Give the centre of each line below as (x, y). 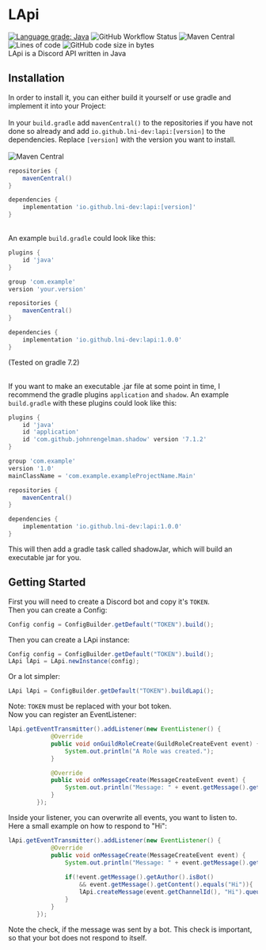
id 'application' (51, 432)
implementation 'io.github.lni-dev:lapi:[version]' (109, 208)
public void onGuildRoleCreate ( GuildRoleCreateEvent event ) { (155, 744)
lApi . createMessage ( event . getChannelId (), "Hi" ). (162, 892)
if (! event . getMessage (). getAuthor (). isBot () (139, 877)
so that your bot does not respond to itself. (78, 937)
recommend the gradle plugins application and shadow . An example (119, 395)
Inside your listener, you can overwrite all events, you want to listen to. (123, 817)
